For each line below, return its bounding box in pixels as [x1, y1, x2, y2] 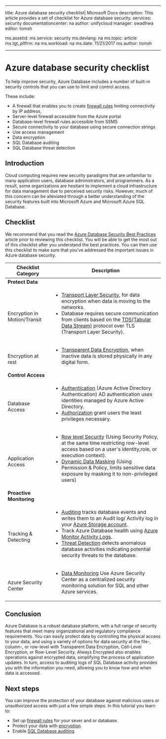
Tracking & [7, 530, 33, 537]
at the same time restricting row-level [61, 439, 149, 446]
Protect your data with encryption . [12, 723, 83, 729]
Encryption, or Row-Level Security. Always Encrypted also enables [5, 649, 141, 655]
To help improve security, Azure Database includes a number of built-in [5, 78, 151, 84]
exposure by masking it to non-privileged [61, 470, 158, 477]
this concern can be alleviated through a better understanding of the [5, 193, 145, 199]
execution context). [61, 452, 106, 459]
